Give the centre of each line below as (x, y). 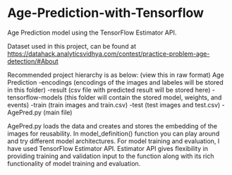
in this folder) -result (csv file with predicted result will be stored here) (109, 90)
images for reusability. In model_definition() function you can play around (114, 133)
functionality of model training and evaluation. (74, 163)
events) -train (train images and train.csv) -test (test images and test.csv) (114, 104)
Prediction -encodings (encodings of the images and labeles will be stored (115, 82)
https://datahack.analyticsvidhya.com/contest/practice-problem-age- (109, 54)
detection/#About (33, 61)
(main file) (58, 112)
